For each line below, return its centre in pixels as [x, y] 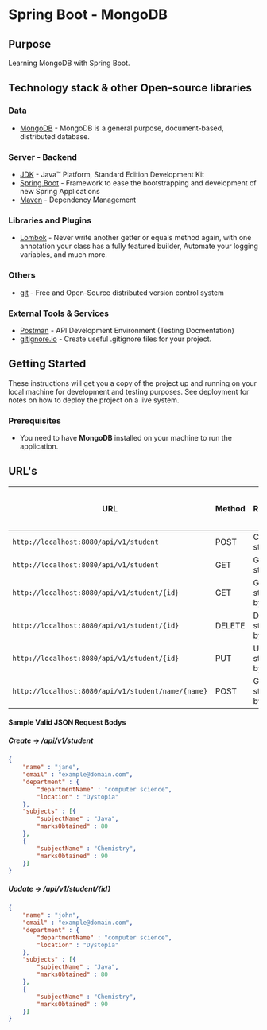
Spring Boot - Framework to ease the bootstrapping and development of [138, 183]
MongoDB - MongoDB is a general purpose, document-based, [122, 128]
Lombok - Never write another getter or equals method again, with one [135, 238]
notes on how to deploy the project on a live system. [94, 400]
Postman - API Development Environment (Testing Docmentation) [127, 330]
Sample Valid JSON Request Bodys [67, 722]
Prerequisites [35, 421]
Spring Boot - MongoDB [88, 15]
